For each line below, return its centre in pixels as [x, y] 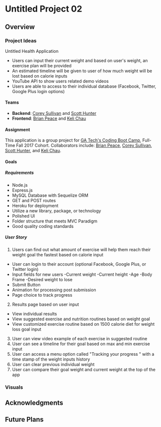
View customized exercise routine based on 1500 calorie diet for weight [83, 324]
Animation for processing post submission [54, 290]
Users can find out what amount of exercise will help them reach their [81, 249]
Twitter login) [25, 269]
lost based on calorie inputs [40, 76]
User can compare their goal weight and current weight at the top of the [84, 369]
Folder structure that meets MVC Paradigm [55, 221]
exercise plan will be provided [42, 65]
